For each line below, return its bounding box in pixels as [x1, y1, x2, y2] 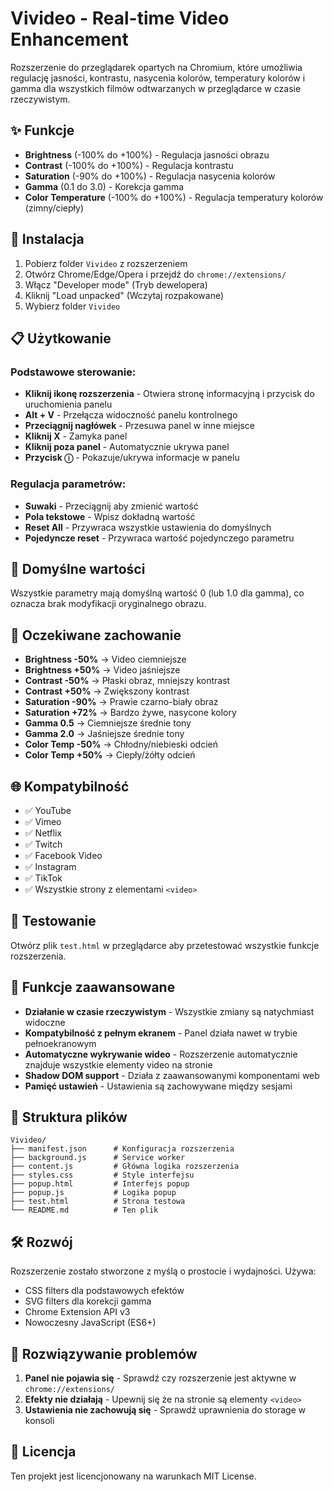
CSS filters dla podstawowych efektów [24, 1285, 185, 1297]
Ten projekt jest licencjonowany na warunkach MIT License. [10, 1470, 257, 1482]
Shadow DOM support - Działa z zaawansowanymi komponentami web [24, 1069, 320, 1081]
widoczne [24, 1016, 66, 1028]
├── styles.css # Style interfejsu [10, 1170, 195, 1181]
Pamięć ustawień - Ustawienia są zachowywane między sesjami [24, 1080, 293, 1092]
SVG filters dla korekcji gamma [24, 1295, 152, 1307]
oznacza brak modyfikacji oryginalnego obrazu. [10, 598, 207, 610]
